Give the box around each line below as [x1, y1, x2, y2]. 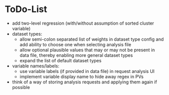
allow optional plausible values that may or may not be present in [19, 47, 155, 53]
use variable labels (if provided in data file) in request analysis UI [19, 68, 155, 74]
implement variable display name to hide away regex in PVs [19, 73, 144, 79]
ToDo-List [5, 4, 48, 15]
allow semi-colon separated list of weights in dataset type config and [19, 36, 164, 42]
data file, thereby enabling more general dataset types [19, 52, 133, 58]
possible [12, 84, 30, 90]
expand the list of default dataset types [19, 57, 102, 63]
